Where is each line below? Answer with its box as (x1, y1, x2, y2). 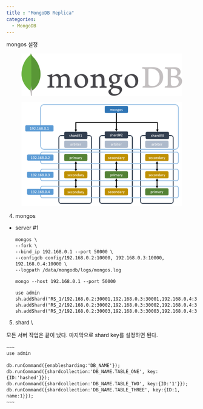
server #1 (15, 224, 39, 231)
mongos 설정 (6, 41, 38, 48)
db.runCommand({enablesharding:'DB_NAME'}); (6, 363, 121, 369)
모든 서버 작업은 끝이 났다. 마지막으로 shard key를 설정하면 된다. (6, 332, 159, 339)
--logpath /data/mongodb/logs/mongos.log (15, 267, 121, 273)
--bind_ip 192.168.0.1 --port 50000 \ (15, 249, 113, 255)
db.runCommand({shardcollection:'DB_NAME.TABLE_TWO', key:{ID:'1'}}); (6, 381, 188, 387)
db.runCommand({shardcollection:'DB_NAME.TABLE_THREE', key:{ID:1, (6, 387, 181, 393)
